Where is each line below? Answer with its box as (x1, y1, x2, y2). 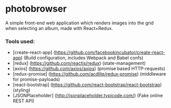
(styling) (12, 87, 31, 93)
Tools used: (5, 38, 35, 45)
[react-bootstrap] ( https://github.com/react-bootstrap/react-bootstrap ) (12, 82, 162, 88)
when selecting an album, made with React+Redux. (5, 25, 113, 31)
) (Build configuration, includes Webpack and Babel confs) (20, 55, 144, 61)
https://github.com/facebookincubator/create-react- (55, 49, 165, 56)
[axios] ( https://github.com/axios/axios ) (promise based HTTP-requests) (12, 65, 165, 71)
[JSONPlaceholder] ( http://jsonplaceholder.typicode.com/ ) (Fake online (12, 92, 163, 99)
